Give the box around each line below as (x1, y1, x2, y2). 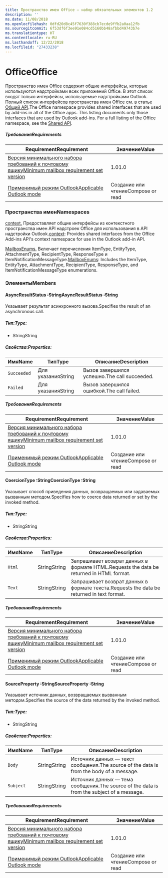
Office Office (5, 66, 58, 78)
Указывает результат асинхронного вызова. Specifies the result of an (5, 303, 151, 309)
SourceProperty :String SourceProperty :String (5, 681, 104, 687)
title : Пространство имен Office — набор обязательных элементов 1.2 (5, 7, 153, 13)
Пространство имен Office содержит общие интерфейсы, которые (5, 83, 147, 89)
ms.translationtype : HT (5, 31, 55, 36)
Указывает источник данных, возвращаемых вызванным (5, 692, 126, 698)
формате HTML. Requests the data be (70, 564, 159, 570)
